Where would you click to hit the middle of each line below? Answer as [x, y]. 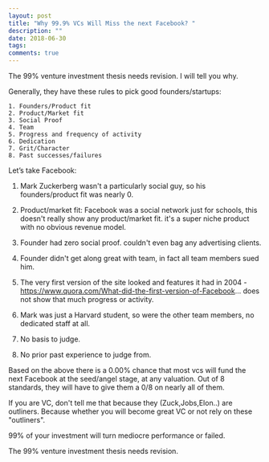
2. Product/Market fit [46, 113]
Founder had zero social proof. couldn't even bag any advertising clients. [141, 243]
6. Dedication [32, 141]
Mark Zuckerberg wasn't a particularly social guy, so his [113, 186]
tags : [17, 46]
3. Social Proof [35, 121]
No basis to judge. [50, 339]
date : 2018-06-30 [37, 38]
